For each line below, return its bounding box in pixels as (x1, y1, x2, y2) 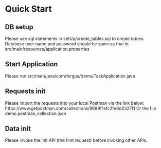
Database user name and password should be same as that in (5, 41, 129, 47)
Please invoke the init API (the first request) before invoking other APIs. (5, 137, 147, 143)
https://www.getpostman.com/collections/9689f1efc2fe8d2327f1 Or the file (5, 105, 157, 111)
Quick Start (5, 3, 52, 15)
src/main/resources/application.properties (5, 46, 90, 52)
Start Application (5, 60, 58, 69)
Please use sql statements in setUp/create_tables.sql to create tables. (5, 36, 144, 41)
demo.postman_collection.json (5, 111, 67, 116)
